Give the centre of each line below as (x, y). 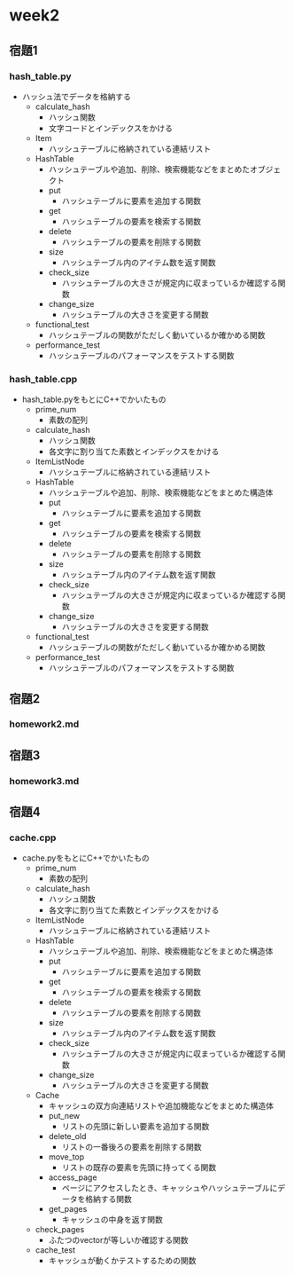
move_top (66, 1157)
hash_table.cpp (43, 379)
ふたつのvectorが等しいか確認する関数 (118, 1240)
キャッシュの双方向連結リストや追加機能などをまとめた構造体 (161, 1106)
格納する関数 (109, 1199)
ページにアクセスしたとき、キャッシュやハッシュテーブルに (170, 1188)
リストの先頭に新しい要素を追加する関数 (135, 1127)
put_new (64, 1116)
